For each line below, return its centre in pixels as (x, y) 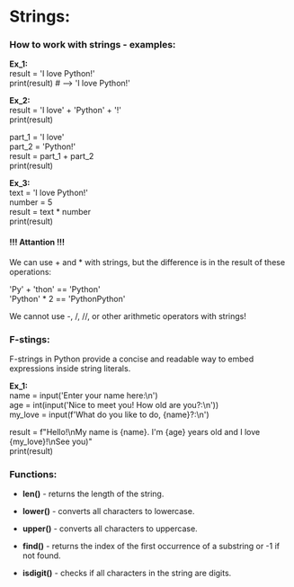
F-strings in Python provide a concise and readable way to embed (132, 359)
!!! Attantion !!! (37, 242)
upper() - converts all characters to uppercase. (110, 529)
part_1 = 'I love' (37, 138)
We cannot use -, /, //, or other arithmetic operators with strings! (128, 316)
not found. (41, 556)
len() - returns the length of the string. (93, 494)
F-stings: (30, 339)
